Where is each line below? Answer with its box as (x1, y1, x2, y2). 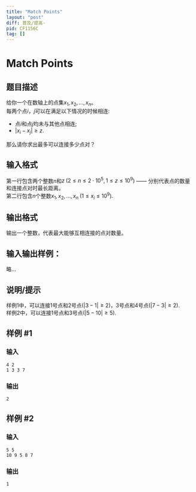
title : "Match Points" (6, 8, 63, 15)
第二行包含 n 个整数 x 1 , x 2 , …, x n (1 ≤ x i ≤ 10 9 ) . (6, 191, 114, 201)
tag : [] (6, 31, 26, 37)
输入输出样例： (6, 249, 62, 259)
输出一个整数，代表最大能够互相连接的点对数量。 (6, 230, 127, 237)
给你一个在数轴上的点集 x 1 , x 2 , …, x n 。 (6, 99, 97, 108)
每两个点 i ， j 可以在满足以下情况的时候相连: (6, 107, 110, 114)
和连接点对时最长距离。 (6, 185, 64, 192)
